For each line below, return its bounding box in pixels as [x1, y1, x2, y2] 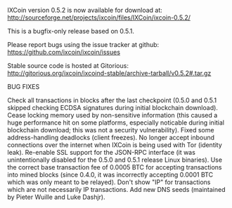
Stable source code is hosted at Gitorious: [7, 62, 129, 69]
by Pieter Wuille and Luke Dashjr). [7, 193, 105, 201]
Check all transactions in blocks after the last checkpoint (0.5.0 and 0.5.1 [7, 96, 217, 104]
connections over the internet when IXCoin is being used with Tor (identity [7, 141, 223, 149]
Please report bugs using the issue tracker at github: [7, 41, 160, 48]
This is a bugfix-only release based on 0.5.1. [7, 27, 135, 35]
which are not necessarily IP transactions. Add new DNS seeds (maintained [7, 186, 226, 193]
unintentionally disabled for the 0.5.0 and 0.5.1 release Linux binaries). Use [7, 155, 223, 164]
